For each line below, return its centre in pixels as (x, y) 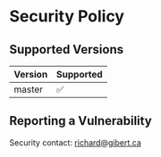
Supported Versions (66, 50)
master (28, 89)
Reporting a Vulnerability (80, 121)
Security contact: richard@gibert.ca (75, 142)
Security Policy (67, 17)
